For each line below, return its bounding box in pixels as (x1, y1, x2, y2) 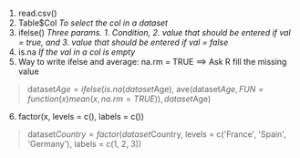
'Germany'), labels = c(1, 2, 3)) (26, 139, 142, 149)
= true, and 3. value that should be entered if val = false (17, 37, 229, 47)
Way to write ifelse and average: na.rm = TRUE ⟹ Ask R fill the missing (17, 57, 287, 67)
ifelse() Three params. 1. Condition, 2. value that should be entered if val (17, 27, 292, 37)
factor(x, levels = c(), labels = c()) (17, 111, 144, 121)
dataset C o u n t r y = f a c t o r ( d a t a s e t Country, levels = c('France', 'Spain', (26, 129, 287, 140)
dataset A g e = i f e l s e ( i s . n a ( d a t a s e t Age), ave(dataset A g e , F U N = (26, 84, 264, 94)
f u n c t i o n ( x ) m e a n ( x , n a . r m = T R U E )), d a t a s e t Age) (26, 93, 212, 104)
